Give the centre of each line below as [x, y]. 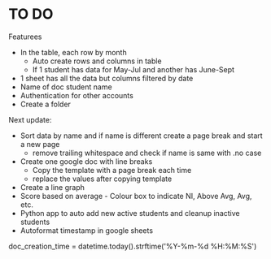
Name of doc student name [66, 87]
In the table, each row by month [74, 52]
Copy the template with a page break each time [112, 170]
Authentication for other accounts [77, 95]
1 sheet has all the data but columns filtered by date [107, 78]
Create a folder [46, 104]
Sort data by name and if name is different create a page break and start [141, 136]
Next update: [30, 119]
